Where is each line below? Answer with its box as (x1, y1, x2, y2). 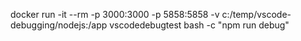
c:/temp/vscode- (221, 9, 292, 20)
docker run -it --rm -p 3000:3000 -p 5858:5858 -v (10, 9, 220, 20)
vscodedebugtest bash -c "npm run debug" (109, 19, 290, 31)
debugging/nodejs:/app (10, 19, 108, 31)
